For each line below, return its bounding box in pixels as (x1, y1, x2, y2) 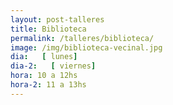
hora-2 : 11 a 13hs (10, 80, 87, 90)
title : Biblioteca (10, 24, 87, 34)
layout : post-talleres (10, 14, 105, 25)
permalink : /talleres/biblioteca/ (10, 33, 155, 43)
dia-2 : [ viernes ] (10, 61, 97, 71)
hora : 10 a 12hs (10, 71, 78, 81)
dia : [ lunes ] (10, 52, 78, 62)
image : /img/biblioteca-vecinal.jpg (10, 42, 163, 53)
